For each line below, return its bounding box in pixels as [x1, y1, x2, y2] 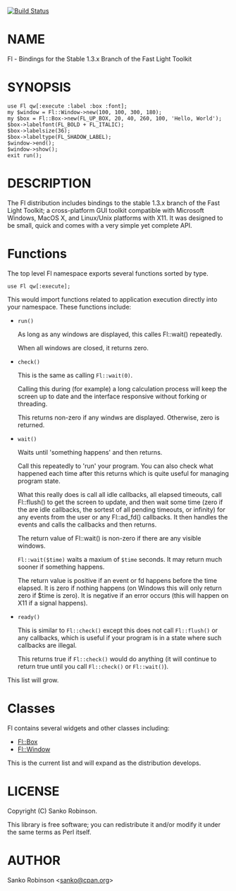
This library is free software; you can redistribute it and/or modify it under [7, 820, 221, 828]
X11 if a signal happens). [17, 598, 88, 607]
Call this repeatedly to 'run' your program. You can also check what [17, 462, 213, 470]
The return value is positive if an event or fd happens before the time [17, 576, 217, 584]
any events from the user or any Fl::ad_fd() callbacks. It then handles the [17, 512, 228, 521]
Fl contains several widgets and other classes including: [7, 723, 170, 732]
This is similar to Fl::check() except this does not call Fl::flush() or [17, 626, 218, 634]
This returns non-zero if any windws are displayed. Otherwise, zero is [17, 413, 220, 422]
